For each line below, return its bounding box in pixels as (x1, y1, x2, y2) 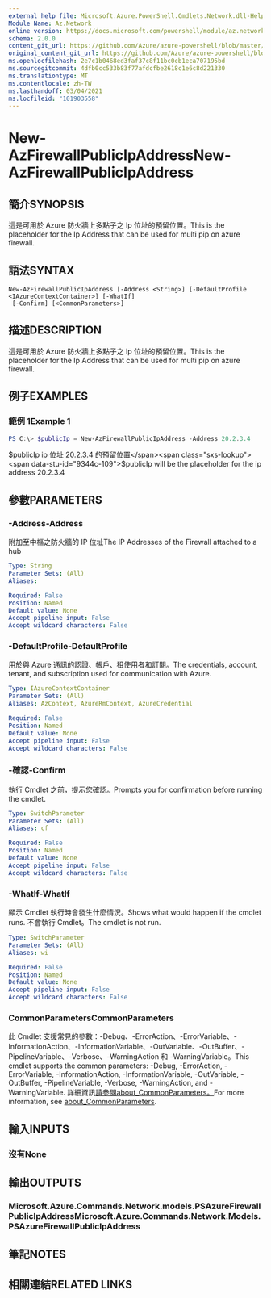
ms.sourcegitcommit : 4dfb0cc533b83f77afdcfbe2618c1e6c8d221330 (8, 65, 226, 73)
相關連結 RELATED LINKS (8, 1277, 133, 1292)
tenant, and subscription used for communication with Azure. (8, 669, 212, 679)
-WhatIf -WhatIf (8, 888, 70, 899)
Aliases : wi (8, 948, 48, 957)
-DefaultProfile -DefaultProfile (8, 641, 127, 652)
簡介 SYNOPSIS (8, 197, 85, 211)
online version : (8, 27, 63, 35)
